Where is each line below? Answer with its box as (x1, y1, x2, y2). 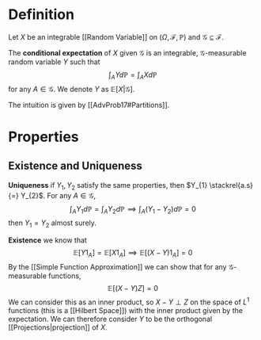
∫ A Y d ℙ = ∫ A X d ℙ (108, 70, 158, 81)
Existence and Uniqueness (8, 159, 142, 173)
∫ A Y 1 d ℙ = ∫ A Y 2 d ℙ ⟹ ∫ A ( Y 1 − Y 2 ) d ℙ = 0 (70, 204, 196, 216)
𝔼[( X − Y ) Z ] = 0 (107, 283, 159, 292)
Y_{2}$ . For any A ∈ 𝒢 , (21, 190, 96, 200)
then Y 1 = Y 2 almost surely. (8, 218, 97, 230)
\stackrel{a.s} (209, 180, 254, 189)
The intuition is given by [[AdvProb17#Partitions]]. (8, 100, 170, 109)
